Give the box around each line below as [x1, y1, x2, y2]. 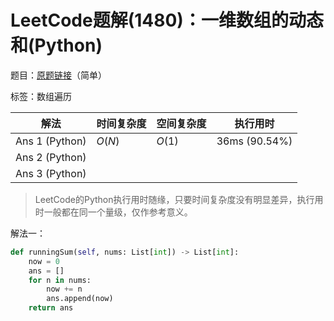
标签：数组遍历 [10, 90, 72, 102]
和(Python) [10, 34, 103, 57]
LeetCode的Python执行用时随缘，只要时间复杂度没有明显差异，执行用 [34, 193, 324, 205]
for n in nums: [28, 275, 92, 285]
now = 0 [28, 256, 60, 266]
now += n [46, 284, 83, 295]
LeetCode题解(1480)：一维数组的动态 [10, 9, 324, 32]
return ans [28, 303, 74, 313]
